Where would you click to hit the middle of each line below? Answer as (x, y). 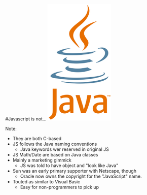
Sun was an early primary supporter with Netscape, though (75, 171)
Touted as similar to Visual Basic (46, 182)
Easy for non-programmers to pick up (60, 187)
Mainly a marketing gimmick (42, 160)
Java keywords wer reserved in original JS (64, 149)
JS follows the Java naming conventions (55, 144)
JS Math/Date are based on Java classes (55, 155)
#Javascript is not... (26, 119)
